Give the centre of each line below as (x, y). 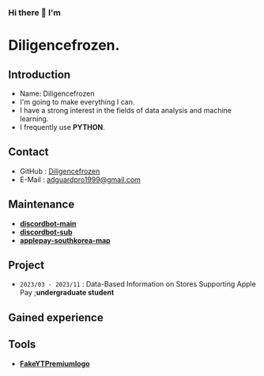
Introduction (40, 74)
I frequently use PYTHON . (62, 127)
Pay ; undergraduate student (67, 293)
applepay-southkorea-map (65, 240)
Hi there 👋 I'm (35, 13)
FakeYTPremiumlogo (55, 363)
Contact (28, 152)
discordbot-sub (46, 232)
